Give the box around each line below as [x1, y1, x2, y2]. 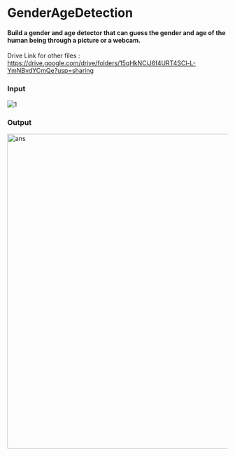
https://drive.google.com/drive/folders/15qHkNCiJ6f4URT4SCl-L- [7, 59, 196, 67]
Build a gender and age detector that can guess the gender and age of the [7, 28, 226, 36]
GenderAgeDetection [7, 5, 133, 21]
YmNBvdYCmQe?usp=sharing [7, 67, 94, 75]
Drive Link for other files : [7, 51, 80, 60]
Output [7, 117, 32, 127]
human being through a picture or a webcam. [7, 36, 141, 44]
